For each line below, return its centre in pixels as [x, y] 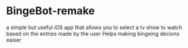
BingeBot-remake [51, 11]
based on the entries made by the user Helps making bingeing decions [93, 33]
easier [14, 40]
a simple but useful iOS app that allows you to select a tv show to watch [94, 27]
